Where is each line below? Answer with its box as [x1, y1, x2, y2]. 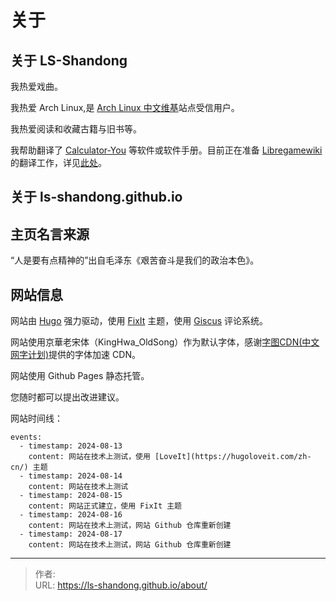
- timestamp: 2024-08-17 [19, 529, 123, 540]
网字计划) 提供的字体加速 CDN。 [10, 349, 141, 361]
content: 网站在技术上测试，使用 [28, 452, 151, 462]
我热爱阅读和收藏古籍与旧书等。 [10, 123, 142, 135]
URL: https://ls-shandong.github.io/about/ [34, 579, 208, 591]
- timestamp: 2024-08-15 [19, 491, 123, 501]
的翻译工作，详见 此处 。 [10, 157, 107, 168]
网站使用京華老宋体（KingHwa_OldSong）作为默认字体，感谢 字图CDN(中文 [10, 336, 320, 348]
